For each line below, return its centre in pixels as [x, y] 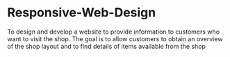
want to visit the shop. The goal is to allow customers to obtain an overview [115, 38]
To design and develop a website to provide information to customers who [114, 32]
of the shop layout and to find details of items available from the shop [107, 46]
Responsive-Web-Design [82, 13]
